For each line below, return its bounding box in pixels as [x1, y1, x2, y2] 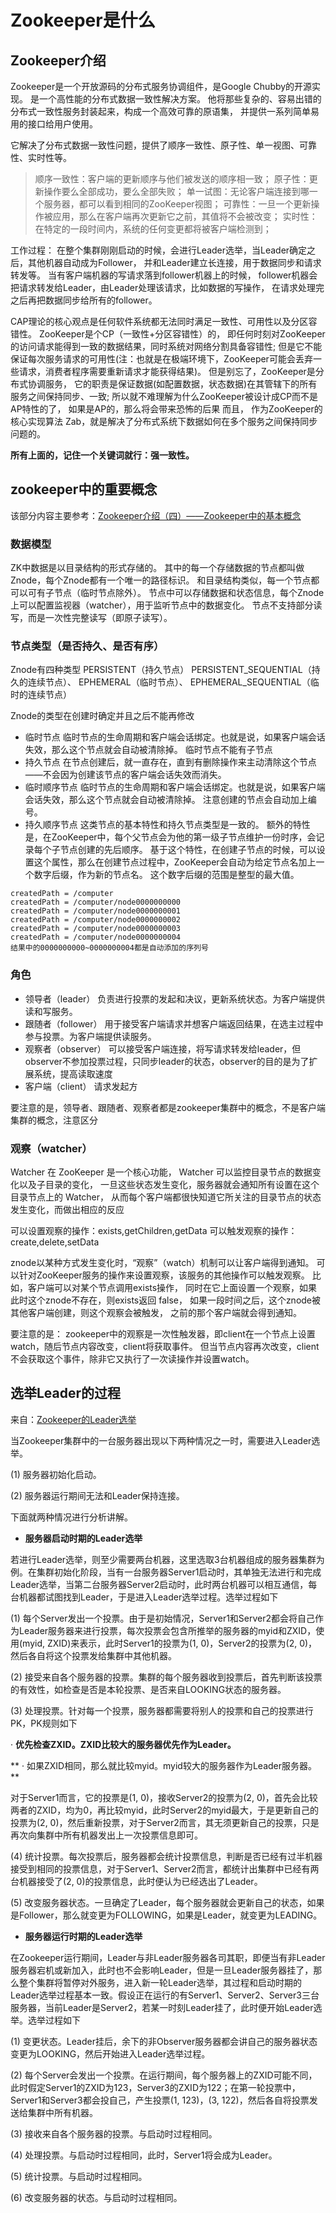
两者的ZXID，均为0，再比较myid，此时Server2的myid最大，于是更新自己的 [10, 1804, 320, 1816]
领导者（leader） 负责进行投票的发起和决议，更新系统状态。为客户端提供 [24, 992, 326, 1005]
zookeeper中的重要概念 [10, 481, 158, 498]
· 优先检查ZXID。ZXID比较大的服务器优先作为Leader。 [10, 1738, 237, 1750]
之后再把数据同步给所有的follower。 [10, 294, 158, 306]
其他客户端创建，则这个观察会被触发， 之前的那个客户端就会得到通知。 [10, 1307, 302, 1318]
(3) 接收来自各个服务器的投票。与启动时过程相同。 [10, 2127, 218, 2140]
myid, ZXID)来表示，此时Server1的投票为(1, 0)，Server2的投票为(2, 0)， [22, 1637, 318, 1649]
